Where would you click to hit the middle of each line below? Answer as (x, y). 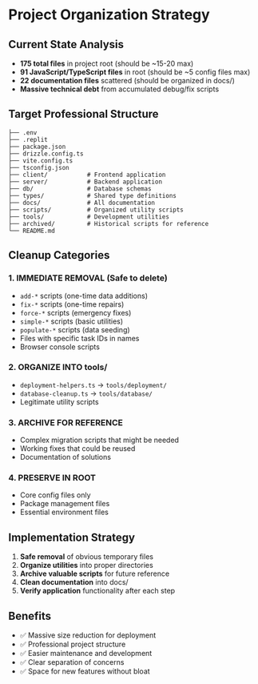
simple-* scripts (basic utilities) (71, 321)
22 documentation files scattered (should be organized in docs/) (127, 80)
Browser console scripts (60, 347)
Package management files (65, 504)
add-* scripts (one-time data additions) (84, 296)
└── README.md (32, 231)
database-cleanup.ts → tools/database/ (86, 393)
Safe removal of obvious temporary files (87, 557)
